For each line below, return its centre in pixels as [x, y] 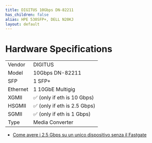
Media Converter [53, 122]
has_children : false [27, 15]
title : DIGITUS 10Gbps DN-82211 [39, 10]
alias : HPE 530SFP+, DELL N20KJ [39, 19]
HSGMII [17, 106]
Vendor [17, 65]
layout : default [22, 24]
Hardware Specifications [59, 49]
